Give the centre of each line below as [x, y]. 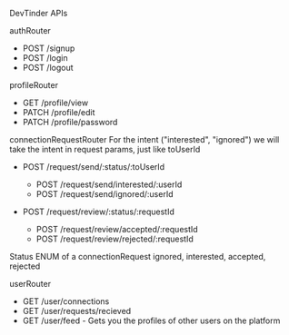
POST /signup [49, 48]
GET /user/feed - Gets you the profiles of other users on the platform [151, 320]
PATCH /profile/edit [59, 112]
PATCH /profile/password [70, 122]
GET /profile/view [55, 103]
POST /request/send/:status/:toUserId [94, 167]
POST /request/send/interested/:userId [109, 184]
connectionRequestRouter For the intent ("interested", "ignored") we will [144, 139]
